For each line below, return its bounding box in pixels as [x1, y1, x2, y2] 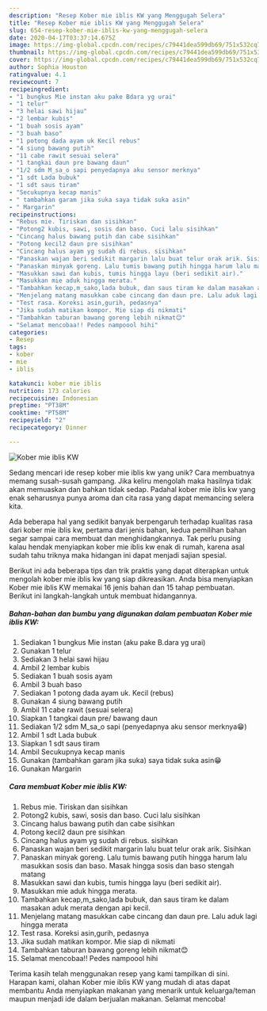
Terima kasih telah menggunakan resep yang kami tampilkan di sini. [9, 968, 230, 979]
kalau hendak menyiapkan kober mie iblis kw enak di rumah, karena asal [9, 542, 245, 551]
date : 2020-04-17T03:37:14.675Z [9, 33, 116, 42]
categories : [9, 328, 48, 337]
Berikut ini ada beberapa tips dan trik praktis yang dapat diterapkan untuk [9, 566, 250, 575]
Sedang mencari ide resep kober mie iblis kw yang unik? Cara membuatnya [9, 467, 255, 477]
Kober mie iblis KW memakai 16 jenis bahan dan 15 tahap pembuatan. [9, 582, 235, 592]
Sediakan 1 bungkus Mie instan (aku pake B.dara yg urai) [20, 637, 206, 647]
